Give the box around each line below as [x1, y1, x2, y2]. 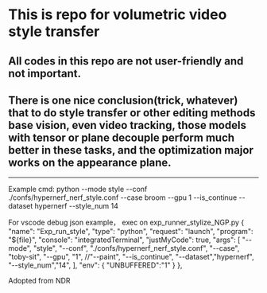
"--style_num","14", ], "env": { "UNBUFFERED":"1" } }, [8, 260, 183, 270]
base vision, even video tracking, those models [8, 118, 246, 132]
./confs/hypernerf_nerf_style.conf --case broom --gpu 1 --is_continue [8, 193, 238, 202]
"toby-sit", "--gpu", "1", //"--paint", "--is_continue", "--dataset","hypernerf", [8, 252, 254, 262]
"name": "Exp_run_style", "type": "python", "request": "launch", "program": [8, 227, 253, 236]
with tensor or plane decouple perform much [8, 131, 235, 144]
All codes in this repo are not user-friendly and [8, 54, 244, 68]
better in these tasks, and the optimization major [8, 143, 254, 157]
